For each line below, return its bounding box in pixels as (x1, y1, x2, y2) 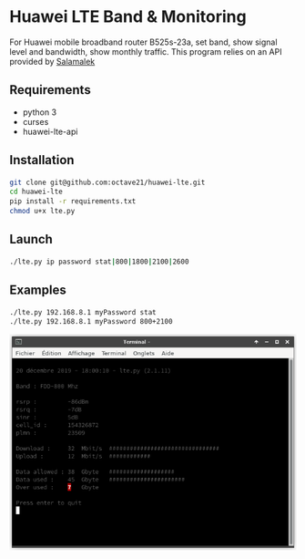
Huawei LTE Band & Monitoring (9, 6, 248, 27)
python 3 (22, 107, 57, 118)
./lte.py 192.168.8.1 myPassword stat (9, 307, 157, 316)
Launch (9, 232, 53, 247)
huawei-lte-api (22, 126, 78, 137)
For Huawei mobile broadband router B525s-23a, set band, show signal (9, 36, 278, 47)
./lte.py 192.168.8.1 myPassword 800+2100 (9, 317, 173, 326)
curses (22, 116, 49, 127)
